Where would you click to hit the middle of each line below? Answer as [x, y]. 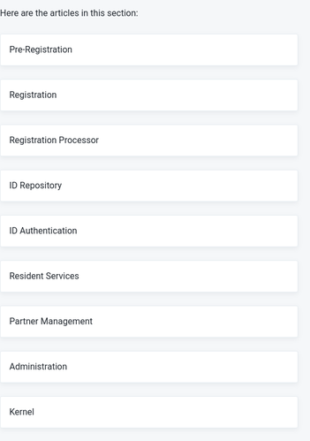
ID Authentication [43, 231]
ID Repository [35, 185]
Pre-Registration [41, 49]
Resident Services [44, 276]
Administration [38, 366]
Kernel [22, 412]
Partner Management [51, 321]
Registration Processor [54, 140]
